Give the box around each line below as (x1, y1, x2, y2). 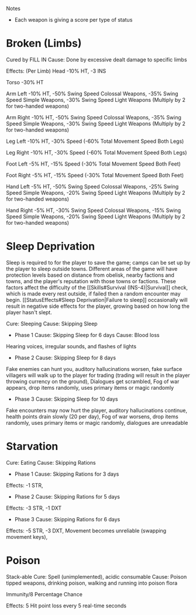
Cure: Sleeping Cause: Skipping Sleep (6, 320, 98, 327)
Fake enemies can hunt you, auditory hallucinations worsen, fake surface (6, 365, 183, 372)
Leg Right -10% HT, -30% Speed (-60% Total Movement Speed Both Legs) (6, 149, 187, 156)
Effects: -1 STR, (6, 482, 43, 489)
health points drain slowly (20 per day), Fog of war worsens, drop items (6, 413, 178, 420)
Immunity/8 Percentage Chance (6, 590, 83, 597)
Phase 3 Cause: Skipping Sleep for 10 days (14, 395, 118, 403)
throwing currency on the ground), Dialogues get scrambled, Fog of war (6, 377, 180, 385)
